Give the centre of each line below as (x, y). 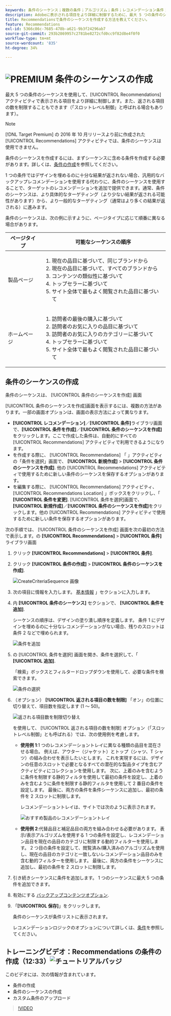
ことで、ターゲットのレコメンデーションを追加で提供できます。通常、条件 (87, 188)
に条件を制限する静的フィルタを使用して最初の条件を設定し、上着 (89, 777)
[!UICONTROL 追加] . (34, 661)
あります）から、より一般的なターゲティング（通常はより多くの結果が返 (90, 201)
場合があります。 (23, 224)
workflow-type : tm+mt (28, 39)
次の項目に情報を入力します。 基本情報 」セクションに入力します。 (82, 592)
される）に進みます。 (27, 207)
